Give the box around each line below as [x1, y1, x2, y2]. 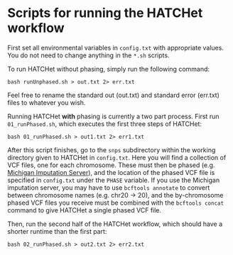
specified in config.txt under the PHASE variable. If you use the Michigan [7, 176, 220, 184]
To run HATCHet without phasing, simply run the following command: [7, 64, 210, 73]
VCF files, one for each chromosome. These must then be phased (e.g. [7, 161, 215, 169]
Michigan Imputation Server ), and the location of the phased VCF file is [7, 168, 215, 176]
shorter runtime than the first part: [7, 227, 107, 235]
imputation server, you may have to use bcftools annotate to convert [7, 183, 210, 192]
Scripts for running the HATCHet [7, 5, 203, 21]
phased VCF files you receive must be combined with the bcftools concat [7, 198, 224, 207]
